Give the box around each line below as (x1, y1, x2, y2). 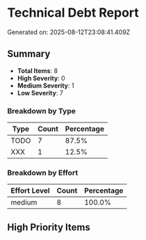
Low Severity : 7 (17, 88, 64, 97)
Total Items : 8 (17, 66, 58, 74)
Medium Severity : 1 (17, 81, 74, 90)
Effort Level (10, 186, 50, 195)
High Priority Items (7, 221, 90, 233)
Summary (7, 48, 51, 60)
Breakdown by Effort (7, 168, 79, 177)
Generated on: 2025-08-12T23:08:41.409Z (7, 28, 131, 36)
